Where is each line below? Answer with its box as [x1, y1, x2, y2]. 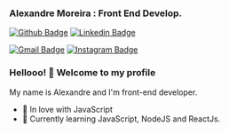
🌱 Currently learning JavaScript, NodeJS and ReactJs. [21, 113, 221, 124]
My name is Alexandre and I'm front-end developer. [9, 87, 198, 98]
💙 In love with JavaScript [21, 104, 113, 114]
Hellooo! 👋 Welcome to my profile [9, 66, 156, 79]
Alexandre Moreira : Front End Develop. [9, 7, 182, 20]
